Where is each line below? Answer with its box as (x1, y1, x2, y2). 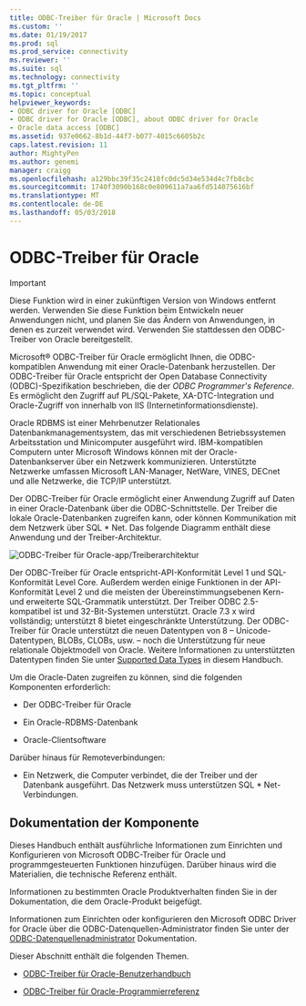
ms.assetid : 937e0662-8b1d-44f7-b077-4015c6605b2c (9, 132, 206, 141)
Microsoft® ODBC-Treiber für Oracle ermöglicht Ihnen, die (9, 351, 228, 362)
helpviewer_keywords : (9, 97, 92, 107)
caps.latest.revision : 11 (9, 140, 107, 149)
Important (9, 277, 46, 288)
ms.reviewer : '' (9, 56, 71, 65)
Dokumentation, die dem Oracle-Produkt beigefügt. (9, 896, 203, 907)
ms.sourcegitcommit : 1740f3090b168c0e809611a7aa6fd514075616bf (9, 183, 255, 192)
